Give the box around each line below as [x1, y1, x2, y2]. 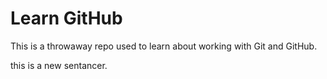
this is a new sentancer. [10, 59, 108, 71]
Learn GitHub [10, 7, 123, 30]
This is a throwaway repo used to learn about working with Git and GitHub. [10, 40, 318, 52]
